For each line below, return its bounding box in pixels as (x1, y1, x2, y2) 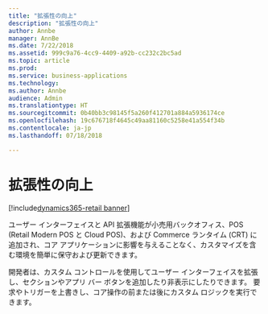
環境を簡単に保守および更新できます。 (14, 250, 142, 259)
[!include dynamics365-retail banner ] (8, 203, 130, 213)
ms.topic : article (8, 57, 70, 65)
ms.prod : (8, 64, 38, 72)
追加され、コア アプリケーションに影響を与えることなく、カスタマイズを (8, 239, 249, 250)
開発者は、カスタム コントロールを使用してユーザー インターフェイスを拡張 (8, 266, 258, 276)
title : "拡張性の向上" (8, 11, 77, 20)
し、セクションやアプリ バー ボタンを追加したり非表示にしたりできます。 (8, 277, 252, 287)
